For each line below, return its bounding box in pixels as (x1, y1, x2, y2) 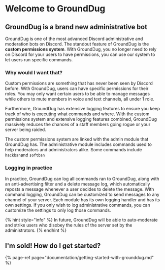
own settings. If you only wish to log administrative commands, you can (5, 202, 150, 208)
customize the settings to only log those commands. (5, 207, 111, 213)
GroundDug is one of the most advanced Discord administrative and (5, 36, 143, 42)
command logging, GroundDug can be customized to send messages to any (5, 191, 160, 197)
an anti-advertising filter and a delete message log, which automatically (5, 181, 150, 187)
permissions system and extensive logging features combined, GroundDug (5, 116, 157, 122)
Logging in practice (5, 164, 53, 171)
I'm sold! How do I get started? (5, 241, 101, 250)
